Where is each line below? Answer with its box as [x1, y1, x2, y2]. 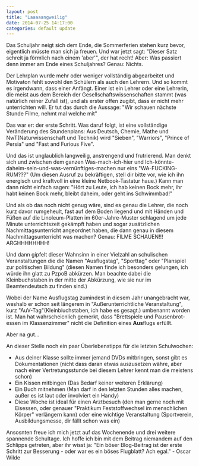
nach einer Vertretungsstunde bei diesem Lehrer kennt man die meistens [14, 367, 194, 374]
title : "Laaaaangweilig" [6, 14, 68, 20]
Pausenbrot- [154, 313, 185, 320]
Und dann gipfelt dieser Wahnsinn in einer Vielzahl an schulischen [6, 251, 168, 258]
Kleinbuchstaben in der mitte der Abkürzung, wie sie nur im [6, 276, 151, 283]
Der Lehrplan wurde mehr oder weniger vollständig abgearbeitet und [6, 72, 175, 79]
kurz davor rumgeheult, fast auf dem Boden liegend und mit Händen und [6, 208, 184, 215]
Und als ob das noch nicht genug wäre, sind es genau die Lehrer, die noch [6, 202, 188, 209]
